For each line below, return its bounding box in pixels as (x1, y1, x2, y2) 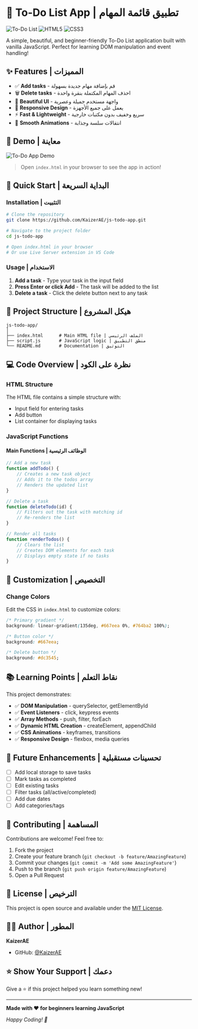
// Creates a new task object (16, 471, 91, 477)
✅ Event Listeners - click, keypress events (14, 709, 119, 716)
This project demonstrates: (6, 691, 72, 698)
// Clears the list (16, 542, 65, 548)
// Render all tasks (6, 531, 57, 537)
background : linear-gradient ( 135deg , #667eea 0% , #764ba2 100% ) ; (6, 623, 170, 629)
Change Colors (6, 592, 50, 601)
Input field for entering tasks (14, 405, 84, 412)
